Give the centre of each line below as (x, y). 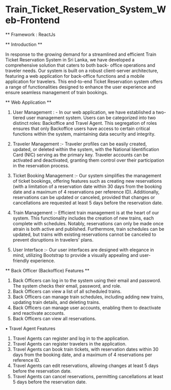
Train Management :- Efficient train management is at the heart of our (86, 212)
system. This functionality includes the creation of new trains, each (83, 218)
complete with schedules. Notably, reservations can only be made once (88, 223)
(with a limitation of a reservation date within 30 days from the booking (87, 186)
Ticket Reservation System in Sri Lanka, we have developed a (70, 59)
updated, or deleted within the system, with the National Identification (86, 149)
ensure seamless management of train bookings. (57, 92)
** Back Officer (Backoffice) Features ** (47, 270)
